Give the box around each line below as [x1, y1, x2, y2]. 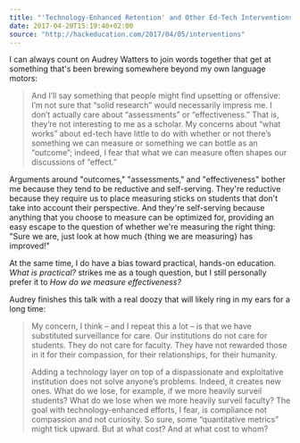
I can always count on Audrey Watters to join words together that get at [9, 54, 271, 65]
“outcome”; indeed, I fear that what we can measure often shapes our [30, 147, 287, 158]
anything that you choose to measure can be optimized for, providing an [9, 212, 275, 223]
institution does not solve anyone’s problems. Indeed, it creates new [30, 376, 281, 387]
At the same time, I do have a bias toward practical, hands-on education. [9, 258, 277, 269]
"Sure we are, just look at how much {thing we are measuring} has [9, 231, 254, 242]
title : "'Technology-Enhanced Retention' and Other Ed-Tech [9, 13, 238, 22]
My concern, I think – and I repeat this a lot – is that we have [30, 321, 253, 331]
